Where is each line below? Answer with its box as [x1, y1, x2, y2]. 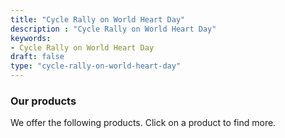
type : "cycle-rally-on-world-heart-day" [10, 61, 182, 71]
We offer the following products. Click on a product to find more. [10, 117, 277, 129]
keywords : [10, 33, 52, 43]
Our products [10, 94, 77, 108]
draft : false [10, 52, 65, 62]
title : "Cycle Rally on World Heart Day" [10, 14, 186, 25]
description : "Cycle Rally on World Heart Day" [10, 24, 217, 34]
